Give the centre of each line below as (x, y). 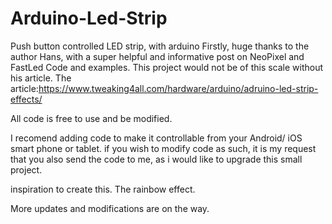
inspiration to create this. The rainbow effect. (103, 189)
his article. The (41, 78)
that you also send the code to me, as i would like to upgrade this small (156, 159)
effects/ (26, 99)
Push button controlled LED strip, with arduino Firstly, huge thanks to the (160, 46)
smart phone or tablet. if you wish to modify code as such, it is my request (163, 148)
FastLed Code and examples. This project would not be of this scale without (167, 67)
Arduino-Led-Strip (89, 18)
